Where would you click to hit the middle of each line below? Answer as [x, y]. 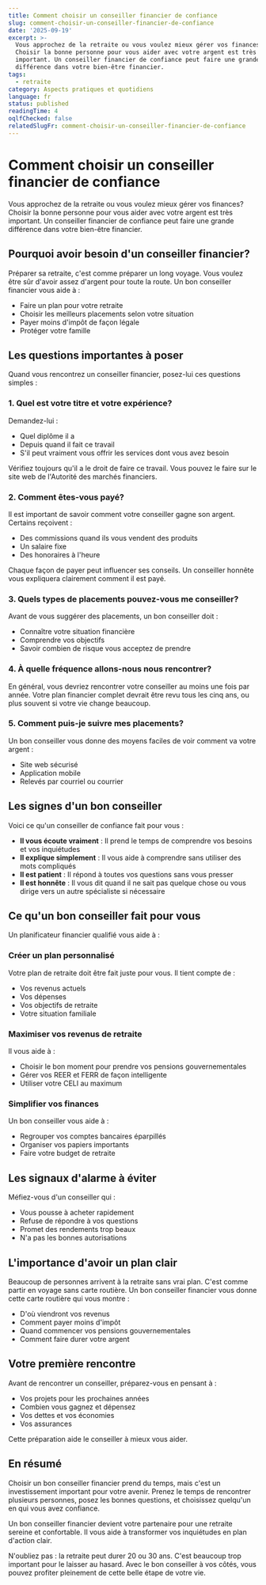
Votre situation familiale [58, 1013]
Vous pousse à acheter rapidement [77, 1213]
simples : [23, 383]
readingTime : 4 [33, 112]
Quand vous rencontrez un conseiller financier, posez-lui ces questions [125, 374]
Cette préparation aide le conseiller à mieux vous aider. [98, 1439]
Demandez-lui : [33, 420]
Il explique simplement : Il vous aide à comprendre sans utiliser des [130, 857]
